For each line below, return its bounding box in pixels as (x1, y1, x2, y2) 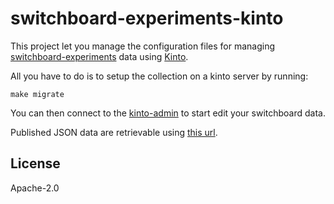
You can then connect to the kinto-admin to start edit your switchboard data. (10, 107, 326, 119)
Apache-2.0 (10, 182, 60, 194)
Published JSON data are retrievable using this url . (10, 126, 218, 138)
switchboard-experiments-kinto (10, 7, 284, 30)
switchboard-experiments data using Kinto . (10, 50, 189, 62)
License (10, 155, 61, 172)
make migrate (10, 89, 65, 99)
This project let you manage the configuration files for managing (10, 40, 276, 52)
